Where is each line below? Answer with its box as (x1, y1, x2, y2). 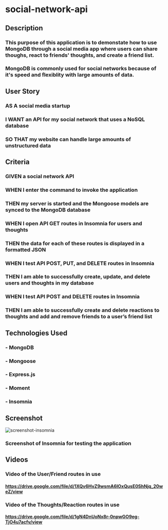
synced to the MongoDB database (5, 206, 91, 213)
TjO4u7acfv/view (5, 519, 43, 525)
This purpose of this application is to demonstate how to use (5, 39, 157, 46)
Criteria (5, 157, 30, 166)
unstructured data (5, 142, 51, 149)
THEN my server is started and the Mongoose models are (5, 200, 149, 207)
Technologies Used (5, 329, 67, 337)
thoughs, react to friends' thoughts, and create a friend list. (5, 52, 154, 59)
